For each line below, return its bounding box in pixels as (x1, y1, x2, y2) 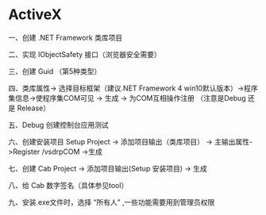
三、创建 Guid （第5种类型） (8, 66, 102, 76)
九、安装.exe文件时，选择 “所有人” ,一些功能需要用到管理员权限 (8, 197, 215, 207)
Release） (17, 103, 51, 113)
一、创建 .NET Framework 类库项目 (8, 33, 123, 42)
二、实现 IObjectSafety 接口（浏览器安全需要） (8, 49, 161, 59)
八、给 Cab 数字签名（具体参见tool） (8, 180, 129, 190)
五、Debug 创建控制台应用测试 (8, 120, 109, 129)
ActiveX (8, 6, 62, 24)
